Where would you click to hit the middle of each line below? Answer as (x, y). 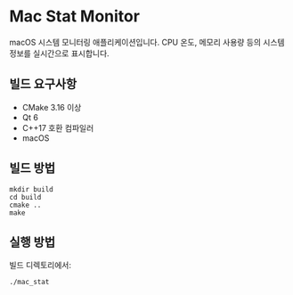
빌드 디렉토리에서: (41, 266)
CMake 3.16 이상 (52, 107)
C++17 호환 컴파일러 (58, 127)
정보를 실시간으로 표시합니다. (59, 53)
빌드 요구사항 (43, 84)
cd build (25, 197)
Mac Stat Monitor (75, 16)
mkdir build (31, 189)
